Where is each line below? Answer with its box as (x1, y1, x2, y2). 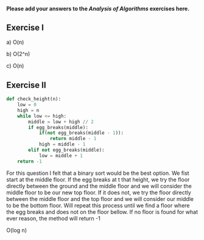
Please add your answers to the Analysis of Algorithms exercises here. (6, 5, 190, 12)
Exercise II (6, 80, 47, 90)
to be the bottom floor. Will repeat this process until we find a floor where (6, 202, 190, 209)
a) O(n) (6, 38, 24, 46)
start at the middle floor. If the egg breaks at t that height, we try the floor (6, 175, 190, 183)
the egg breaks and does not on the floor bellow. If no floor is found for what (6, 208, 199, 216)
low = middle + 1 (38, 152, 83, 158)
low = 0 (17, 102, 37, 108)
